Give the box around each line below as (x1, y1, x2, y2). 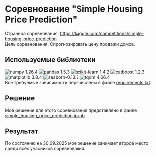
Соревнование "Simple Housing (5, 3, 143, 15)
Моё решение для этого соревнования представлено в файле (5, 107, 137, 113)
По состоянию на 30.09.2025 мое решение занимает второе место (5, 140, 149, 146)
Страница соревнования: (5, 30, 59, 36)
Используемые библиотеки (5, 56, 96, 64)
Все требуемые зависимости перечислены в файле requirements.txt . (5, 79, 152, 85)
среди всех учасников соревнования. (5, 146, 86, 152)
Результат (5, 127, 39, 135)
